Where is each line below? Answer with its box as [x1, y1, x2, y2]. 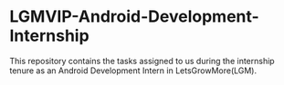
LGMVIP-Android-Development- [9, 6, 260, 27]
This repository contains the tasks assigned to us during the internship [9, 55, 276, 66]
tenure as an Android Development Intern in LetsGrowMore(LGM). [9, 65, 258, 76]
